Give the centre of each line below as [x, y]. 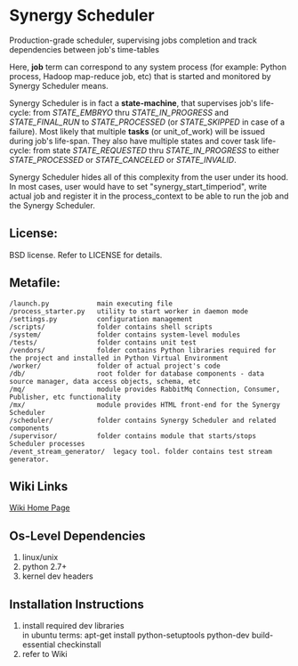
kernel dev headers [57, 576]
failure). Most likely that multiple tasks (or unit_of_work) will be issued [137, 131]
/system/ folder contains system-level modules [125, 335]
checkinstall [79, 645]
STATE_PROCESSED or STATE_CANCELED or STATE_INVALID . [123, 159]
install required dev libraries [73, 625]
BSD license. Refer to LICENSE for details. [86, 255]
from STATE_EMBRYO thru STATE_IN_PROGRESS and [131, 112]
